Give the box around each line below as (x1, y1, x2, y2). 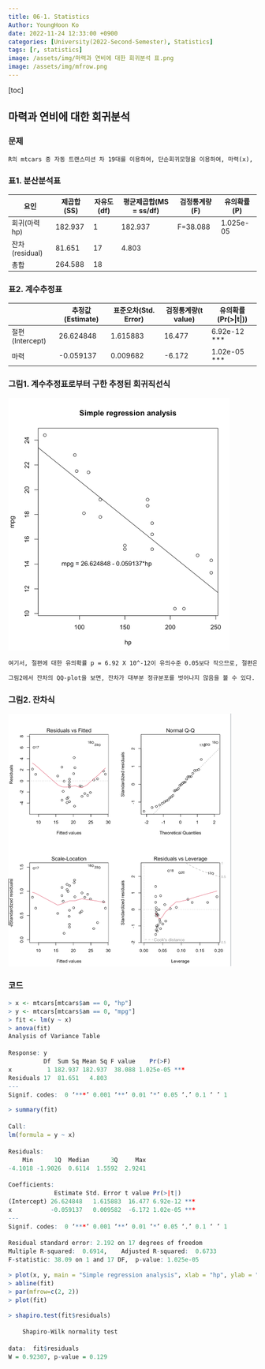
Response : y (8, 1049, 47, 1057)
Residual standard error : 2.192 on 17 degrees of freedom (8, 1240, 203, 1247)
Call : (8, 1123, 26, 1131)
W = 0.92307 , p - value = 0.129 (8, 1352, 108, 1361)
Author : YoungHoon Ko (8, 21, 80, 29)
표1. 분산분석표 (8, 175, 62, 186)
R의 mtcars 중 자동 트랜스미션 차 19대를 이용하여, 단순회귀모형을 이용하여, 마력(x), (8, 155, 254, 163)
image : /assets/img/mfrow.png (8, 63, 108, 71)
